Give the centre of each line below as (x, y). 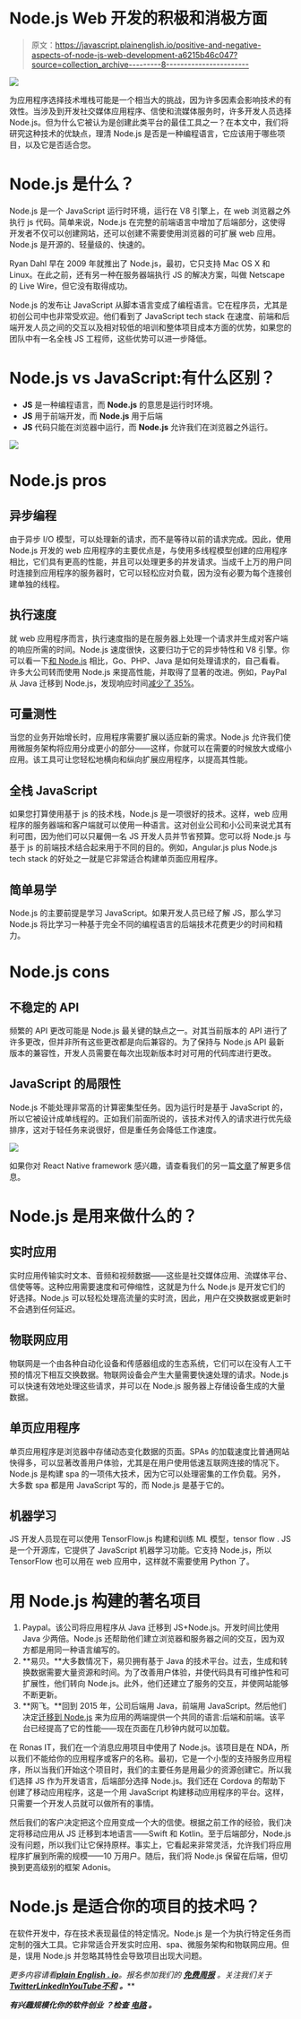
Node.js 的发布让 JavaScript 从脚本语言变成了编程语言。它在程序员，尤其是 (149, 305)
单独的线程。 (40, 584)
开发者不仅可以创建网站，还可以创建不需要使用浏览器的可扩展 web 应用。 (145, 233)
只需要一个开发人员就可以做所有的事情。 (84, 1804)
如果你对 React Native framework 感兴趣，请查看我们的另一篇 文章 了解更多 (146, 1165)
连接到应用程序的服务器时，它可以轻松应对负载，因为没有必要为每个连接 (150, 572)
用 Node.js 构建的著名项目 (105, 1601)
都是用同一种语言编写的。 (77, 1650)
